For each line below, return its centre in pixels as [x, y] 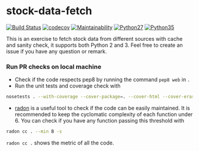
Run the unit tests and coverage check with [68, 86]
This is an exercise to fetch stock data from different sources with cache [94, 38]
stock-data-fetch [49, 11]
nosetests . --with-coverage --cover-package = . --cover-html [83, 97]
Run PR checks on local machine [54, 66]
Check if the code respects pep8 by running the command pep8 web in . [102, 80]
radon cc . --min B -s [34, 131]
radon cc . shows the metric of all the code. [60, 143]
